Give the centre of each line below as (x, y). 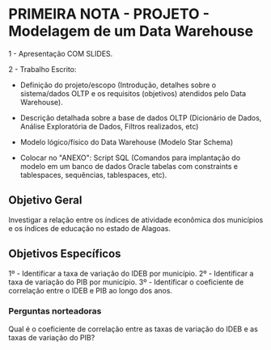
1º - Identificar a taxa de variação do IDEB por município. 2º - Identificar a (131, 273)
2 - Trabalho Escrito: (42, 69)
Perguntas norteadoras (55, 311)
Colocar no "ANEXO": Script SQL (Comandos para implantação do (130, 158)
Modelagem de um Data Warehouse (131, 31)
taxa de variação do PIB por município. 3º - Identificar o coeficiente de (126, 282)
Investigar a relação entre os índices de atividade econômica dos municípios (136, 220)
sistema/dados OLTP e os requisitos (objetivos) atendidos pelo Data (133, 93)
